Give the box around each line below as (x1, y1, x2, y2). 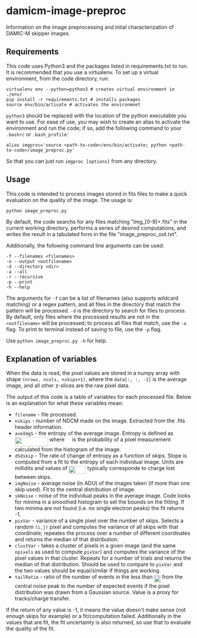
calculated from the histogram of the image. (14, 445, 122, 453)
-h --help (6, 284, 31, 290)
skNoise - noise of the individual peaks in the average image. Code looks (14, 492, 191, 499)
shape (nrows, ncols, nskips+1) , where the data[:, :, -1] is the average (6, 376, 187, 383)
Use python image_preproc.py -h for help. (6, 337, 108, 344)
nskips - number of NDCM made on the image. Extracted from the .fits (14, 417, 185, 424)
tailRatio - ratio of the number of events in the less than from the (14, 573, 183, 580)
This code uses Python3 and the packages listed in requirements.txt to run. (6, 62, 188, 69)
